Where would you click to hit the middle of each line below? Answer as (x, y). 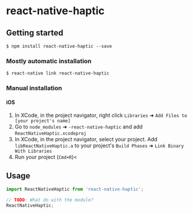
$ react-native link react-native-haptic (58, 73)
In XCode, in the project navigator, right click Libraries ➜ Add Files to (101, 115)
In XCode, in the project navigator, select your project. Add (86, 140)
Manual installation (34, 88)
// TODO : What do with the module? (50, 200)
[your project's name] (42, 121)
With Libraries (33, 151)
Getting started (35, 33)
